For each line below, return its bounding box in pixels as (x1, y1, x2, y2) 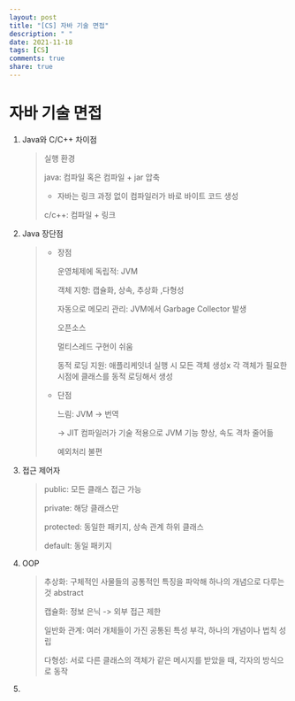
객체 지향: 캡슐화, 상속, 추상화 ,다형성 (57, 284, 185, 295)
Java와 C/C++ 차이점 (21, 134, 97, 144)
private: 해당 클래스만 (43, 502, 119, 513)
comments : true (9, 54, 65, 63)
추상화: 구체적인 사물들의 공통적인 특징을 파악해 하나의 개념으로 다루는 (43, 576, 285, 587)
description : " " (9, 29, 73, 38)
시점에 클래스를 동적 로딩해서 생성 (57, 371, 174, 381)
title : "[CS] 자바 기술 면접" (9, 21, 110, 30)
